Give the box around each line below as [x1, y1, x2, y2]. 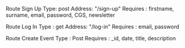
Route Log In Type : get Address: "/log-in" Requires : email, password [5, 23, 180, 30]
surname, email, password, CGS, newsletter [5, 11, 115, 19]
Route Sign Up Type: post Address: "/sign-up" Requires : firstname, [5, 5, 174, 12]
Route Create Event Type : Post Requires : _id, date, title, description [5, 35, 177, 41]
